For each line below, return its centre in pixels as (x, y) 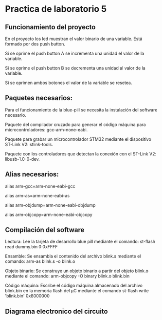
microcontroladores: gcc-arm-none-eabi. (46, 129)
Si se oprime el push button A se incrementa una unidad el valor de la (75, 53)
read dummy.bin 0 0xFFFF (31, 247)
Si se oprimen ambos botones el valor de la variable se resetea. (69, 83)
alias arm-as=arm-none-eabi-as (37, 195)
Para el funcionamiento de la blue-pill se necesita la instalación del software (81, 110)
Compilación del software (45, 230)
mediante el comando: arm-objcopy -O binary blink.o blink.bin (67, 276)
